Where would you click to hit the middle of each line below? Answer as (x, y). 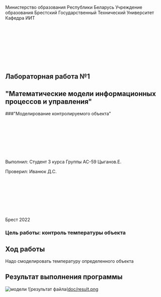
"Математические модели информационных (80, 93)
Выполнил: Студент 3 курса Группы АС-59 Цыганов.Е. (63, 162)
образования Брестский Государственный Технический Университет (80, 13)
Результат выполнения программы (64, 277)
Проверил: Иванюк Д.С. (31, 172)
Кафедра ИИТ (20, 18)
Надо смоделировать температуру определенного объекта (70, 261)
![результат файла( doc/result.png (63, 289)
